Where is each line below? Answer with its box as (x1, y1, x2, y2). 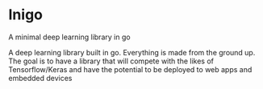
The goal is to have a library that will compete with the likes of (8, 56, 214, 66)
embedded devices (8, 73, 73, 83)
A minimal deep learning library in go (8, 32, 131, 42)
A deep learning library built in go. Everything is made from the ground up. (8, 47, 256, 57)
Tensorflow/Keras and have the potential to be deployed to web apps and (8, 64, 253, 74)
